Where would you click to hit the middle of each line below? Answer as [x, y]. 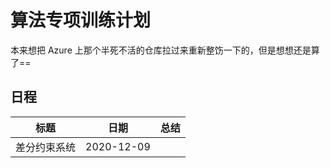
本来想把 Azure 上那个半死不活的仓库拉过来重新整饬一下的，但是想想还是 [161, 50]
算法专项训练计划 [81, 20]
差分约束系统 [46, 147]
